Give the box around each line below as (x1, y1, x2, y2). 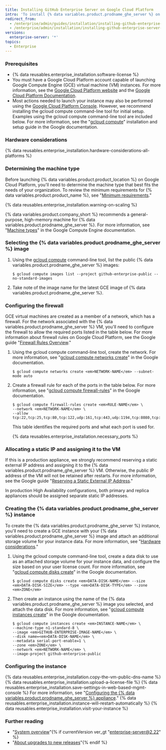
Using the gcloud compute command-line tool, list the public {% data (12, 256, 153, 262)
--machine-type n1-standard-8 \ (12, 625, 79, 630)
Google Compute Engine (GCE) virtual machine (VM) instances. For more (12, 82, 161, 88)
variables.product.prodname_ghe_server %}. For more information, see (5, 222, 150, 228)
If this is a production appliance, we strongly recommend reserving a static (5, 457, 158, 463)
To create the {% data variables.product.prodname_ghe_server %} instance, (5, 522, 161, 529)
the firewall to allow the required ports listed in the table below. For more (5, 329, 153, 335)
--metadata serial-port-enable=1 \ (12, 638, 86, 643)
